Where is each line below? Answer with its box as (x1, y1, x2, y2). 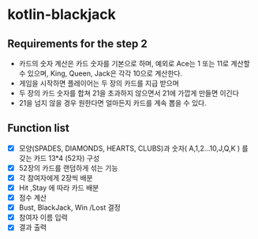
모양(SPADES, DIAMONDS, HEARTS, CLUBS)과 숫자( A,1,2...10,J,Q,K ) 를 (18, 144, 249, 153)
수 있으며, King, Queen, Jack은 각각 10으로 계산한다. (18, 69, 183, 78)
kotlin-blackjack (7, 6, 116, 24)
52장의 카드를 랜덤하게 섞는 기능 (18, 163, 118, 173)
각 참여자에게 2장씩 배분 (18, 173, 93, 182)
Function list (7, 121, 70, 135)
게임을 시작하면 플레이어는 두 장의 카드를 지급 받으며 (18, 79, 179, 88)
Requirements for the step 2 (7, 37, 148, 50)
